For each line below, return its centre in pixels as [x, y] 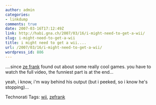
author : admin [20, 10]
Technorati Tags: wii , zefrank [35, 97]
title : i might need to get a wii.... [46, 43]
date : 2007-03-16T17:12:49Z [35, 29]
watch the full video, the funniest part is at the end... [59, 72]
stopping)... [17, 87]
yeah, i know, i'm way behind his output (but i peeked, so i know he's [76, 82]
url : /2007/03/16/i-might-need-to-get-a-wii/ [54, 47]
